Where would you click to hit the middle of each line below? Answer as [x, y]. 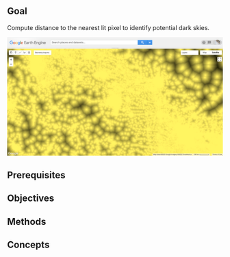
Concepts [28, 244]
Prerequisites [36, 175]
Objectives [31, 199]
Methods [27, 221]
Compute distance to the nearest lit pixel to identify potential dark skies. [108, 27]
